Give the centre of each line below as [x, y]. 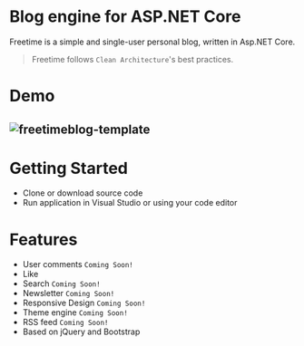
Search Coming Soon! [62, 284]
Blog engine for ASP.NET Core [125, 17]
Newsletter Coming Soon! [69, 293]
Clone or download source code [83, 193]
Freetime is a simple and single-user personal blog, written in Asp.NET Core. [152, 42]
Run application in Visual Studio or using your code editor [130, 203]
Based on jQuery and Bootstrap [81, 332]
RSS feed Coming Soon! [65, 322]
